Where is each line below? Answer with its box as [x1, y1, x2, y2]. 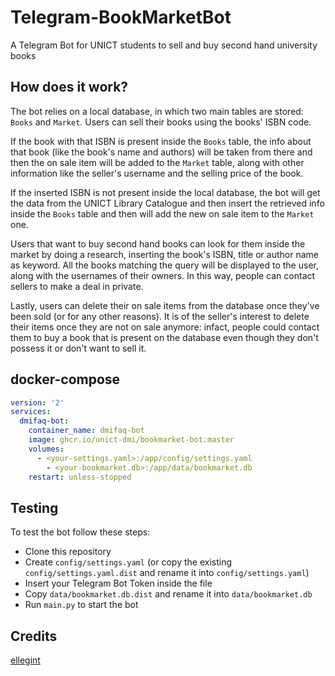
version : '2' [10, 397, 65, 408]
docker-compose [10, 371, 121, 388]
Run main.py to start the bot [24, 599, 139, 611]
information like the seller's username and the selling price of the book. [10, 167, 304, 179]
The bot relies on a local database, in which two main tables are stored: [10, 105, 304, 117]
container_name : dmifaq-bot [28, 426, 145, 436]
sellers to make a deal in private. [10, 280, 144, 292]
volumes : [28, 444, 65, 454]
